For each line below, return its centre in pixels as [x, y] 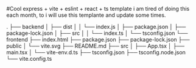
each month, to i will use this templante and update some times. [86, 15]
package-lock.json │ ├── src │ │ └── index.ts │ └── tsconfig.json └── [97, 33]
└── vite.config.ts [29, 59]
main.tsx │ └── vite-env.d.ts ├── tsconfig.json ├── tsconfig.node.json [96, 52]
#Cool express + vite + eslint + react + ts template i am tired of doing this [98, 9]
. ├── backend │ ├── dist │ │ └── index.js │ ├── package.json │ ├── [96, 27]
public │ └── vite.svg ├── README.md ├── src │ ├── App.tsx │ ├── [95, 46]
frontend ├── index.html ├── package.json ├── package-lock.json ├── [98, 39]
